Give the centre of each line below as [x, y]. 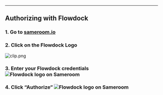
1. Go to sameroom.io [30, 32]
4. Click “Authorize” [29, 87]
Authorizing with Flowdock [47, 18]
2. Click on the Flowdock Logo [41, 45]
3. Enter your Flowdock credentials [47, 68]
